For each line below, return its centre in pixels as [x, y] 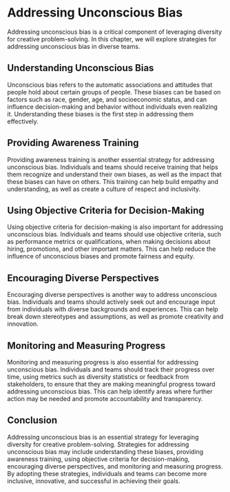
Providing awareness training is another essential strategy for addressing [111, 159]
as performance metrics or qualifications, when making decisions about [109, 242]
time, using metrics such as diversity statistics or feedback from [98, 377]
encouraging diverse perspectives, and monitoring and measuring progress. [115, 466]
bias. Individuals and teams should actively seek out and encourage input [111, 302]
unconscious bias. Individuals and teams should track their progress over [111, 369]
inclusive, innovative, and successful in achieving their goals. [94, 481]
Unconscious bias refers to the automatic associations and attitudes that [110, 85]
